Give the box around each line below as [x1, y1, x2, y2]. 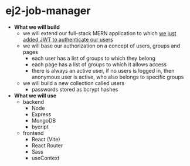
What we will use [13, 92, 57, 99]
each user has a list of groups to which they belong [31, 55, 156, 62]
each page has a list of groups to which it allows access [31, 60, 167, 68]
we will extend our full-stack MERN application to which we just [22, 29, 177, 36]
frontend [22, 129, 44, 136]
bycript [31, 123, 49, 130]
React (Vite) [31, 135, 60, 143]
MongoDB [31, 117, 56, 124]
